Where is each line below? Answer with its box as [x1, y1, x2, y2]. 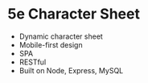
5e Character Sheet [7, 5, 140, 23]
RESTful [18, 57, 47, 67]
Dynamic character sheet [18, 31, 104, 41]
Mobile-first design [18, 39, 83, 49]
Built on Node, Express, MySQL [18, 65, 124, 75]
